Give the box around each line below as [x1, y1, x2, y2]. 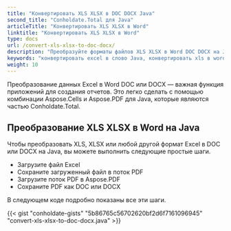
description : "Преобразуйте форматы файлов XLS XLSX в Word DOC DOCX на [7, 49, 220, 56]
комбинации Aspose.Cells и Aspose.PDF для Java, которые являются [7, 94, 209, 103]
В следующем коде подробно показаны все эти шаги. [7, 196, 166, 204]
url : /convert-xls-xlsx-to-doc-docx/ [7, 42, 115, 49]
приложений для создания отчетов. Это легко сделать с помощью [7, 87, 204, 96]
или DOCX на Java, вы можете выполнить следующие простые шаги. [7, 147, 211, 155]
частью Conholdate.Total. [7, 102, 81, 110]
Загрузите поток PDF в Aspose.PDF [16, 175, 120, 184]
